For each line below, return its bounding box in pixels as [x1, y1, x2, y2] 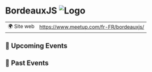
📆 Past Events [5, 58, 49, 67]
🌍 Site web [7, 22, 35, 29]
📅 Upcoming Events [5, 41, 67, 50]
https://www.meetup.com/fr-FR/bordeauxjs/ [39, 23, 144, 30]
